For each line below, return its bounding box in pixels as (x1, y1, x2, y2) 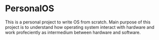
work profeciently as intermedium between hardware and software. (5, 29, 141, 35)
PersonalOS (5, 3, 55, 14)
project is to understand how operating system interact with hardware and (5, 24, 155, 30)
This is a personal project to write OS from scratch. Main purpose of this (5, 19, 151, 25)
